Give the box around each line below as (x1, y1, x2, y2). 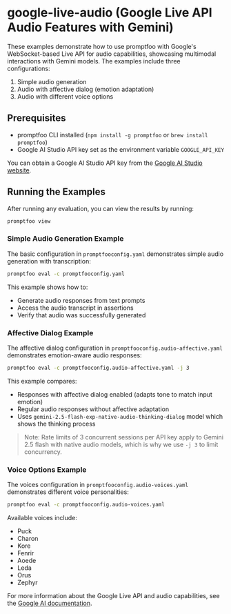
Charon (17, 534, 39, 542)
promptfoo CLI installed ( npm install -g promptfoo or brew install (17, 130, 208, 139)
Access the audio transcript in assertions (17, 304, 134, 312)
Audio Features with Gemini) (7, 19, 174, 35)
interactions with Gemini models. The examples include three (7, 57, 181, 65)
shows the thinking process (17, 419, 96, 428)
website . (7, 166, 32, 174)
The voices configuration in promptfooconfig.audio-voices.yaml (7, 481, 188, 489)
